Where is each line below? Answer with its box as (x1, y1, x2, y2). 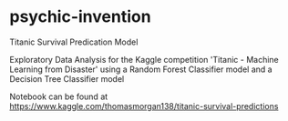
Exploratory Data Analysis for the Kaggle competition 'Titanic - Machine (9, 54, 280, 65)
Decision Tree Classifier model (9, 73, 125, 84)
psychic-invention (9, 6, 152, 27)
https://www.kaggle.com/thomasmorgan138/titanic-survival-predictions (9, 100, 279, 111)
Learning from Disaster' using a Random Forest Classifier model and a (9, 64, 273, 75)
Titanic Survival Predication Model (9, 36, 139, 47)
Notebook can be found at (9, 91, 108, 102)
